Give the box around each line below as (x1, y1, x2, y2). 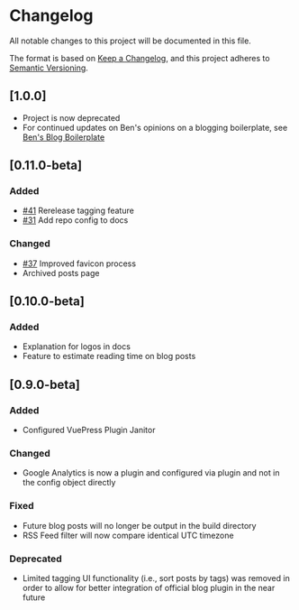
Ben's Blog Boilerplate (22, 132, 105, 143)
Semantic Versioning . (9, 62, 88, 73)
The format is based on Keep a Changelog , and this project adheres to (9, 52, 270, 63)
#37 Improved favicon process (22, 258, 137, 269)
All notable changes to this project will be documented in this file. (9, 35, 252, 46)
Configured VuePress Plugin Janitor (22, 425, 156, 436)
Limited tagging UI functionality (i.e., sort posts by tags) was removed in (22, 573, 290, 583)
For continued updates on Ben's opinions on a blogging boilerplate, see (22, 122, 288, 133)
